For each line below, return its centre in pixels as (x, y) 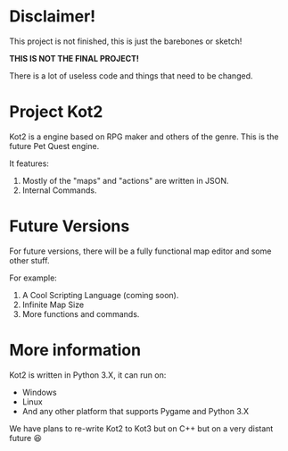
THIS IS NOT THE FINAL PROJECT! (74, 58)
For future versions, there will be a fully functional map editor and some (140, 251)
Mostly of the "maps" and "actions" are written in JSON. (125, 180)
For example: (33, 278)
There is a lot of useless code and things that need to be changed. (131, 75)
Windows (39, 392)
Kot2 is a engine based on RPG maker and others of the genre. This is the (144, 137)
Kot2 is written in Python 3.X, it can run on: (88, 375)
